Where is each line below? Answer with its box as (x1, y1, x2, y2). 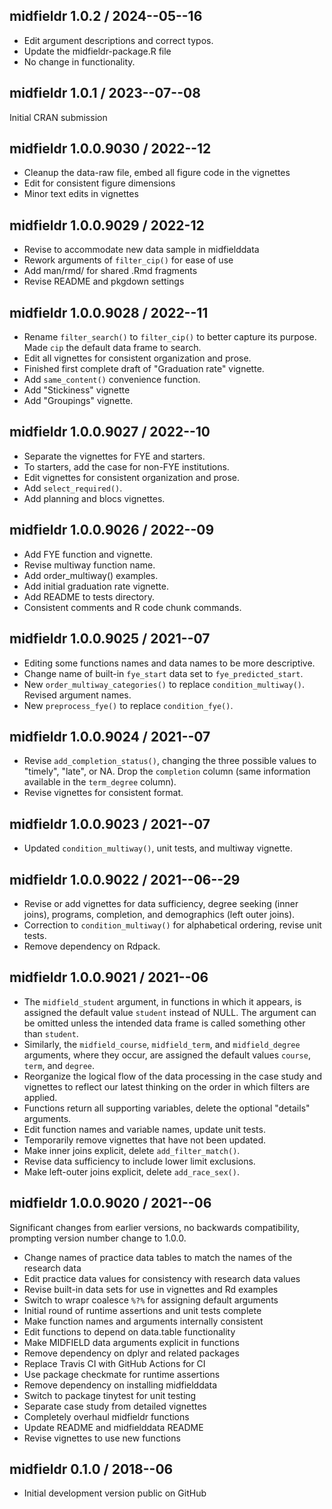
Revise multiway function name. (23, 559, 156, 571)
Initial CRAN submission (9, 111, 108, 123)
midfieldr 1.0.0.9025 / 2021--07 (9, 630, 211, 648)
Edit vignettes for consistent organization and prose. (23, 471, 241, 483)
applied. (23, 1091, 58, 1103)
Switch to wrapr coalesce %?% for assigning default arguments (23, 1294, 279, 1306)
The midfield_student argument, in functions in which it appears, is (23, 995, 302, 1008)
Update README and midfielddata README (23, 1421, 204, 1433)
